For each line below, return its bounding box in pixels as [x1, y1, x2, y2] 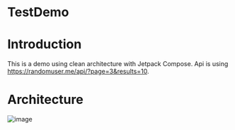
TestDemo [7, 4, 69, 20]
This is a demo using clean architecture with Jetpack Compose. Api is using [7, 60, 229, 68]
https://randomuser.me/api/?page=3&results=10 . [7, 67, 149, 76]
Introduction [7, 37, 82, 53]
